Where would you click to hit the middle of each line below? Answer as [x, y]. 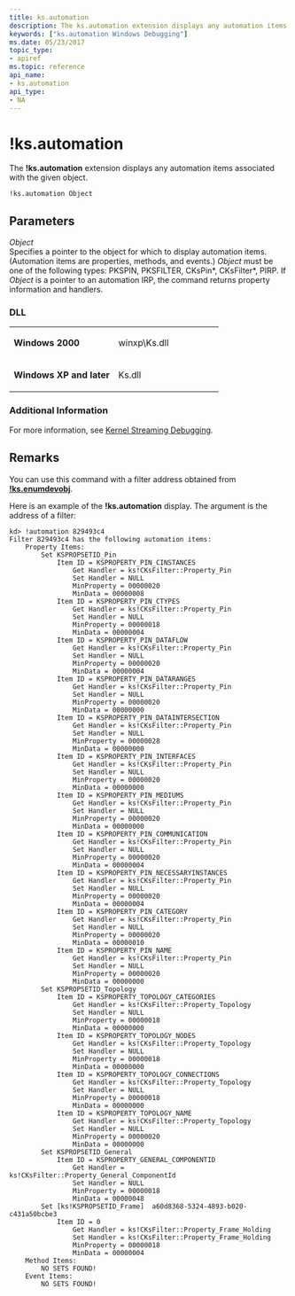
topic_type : [31, 51]
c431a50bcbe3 [33, 1214]
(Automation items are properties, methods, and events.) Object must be [141, 262]
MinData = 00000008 [108, 593]
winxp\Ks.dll [144, 343]
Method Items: [51, 1261]
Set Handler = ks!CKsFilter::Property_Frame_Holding [172, 1237]
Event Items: [49, 1276]
